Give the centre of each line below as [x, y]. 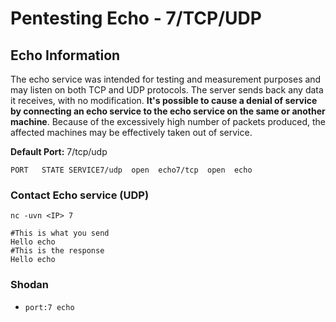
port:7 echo [49, 307]
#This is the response [57, 251]
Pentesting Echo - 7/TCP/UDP [136, 18]
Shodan [29, 285]
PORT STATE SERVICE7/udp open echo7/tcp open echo [131, 170]
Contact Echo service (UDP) [80, 195]
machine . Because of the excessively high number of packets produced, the [168, 121]
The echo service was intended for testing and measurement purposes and [166, 79]
